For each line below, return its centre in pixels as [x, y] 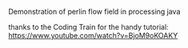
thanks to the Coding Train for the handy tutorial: [89, 27]
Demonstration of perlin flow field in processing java [94, 12]
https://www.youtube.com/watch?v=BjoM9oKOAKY [93, 36]
